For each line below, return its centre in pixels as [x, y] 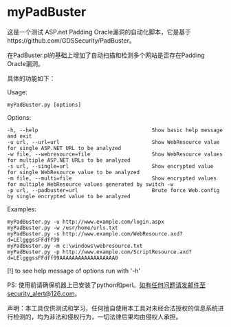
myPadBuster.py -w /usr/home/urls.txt [63, 228]
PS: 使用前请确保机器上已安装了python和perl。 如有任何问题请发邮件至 [107, 285]
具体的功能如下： [31, 78]
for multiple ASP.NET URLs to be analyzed [69, 160]
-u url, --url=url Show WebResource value [113, 142]
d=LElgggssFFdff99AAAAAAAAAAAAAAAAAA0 [63, 258]
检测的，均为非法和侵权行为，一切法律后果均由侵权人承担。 [97, 317]
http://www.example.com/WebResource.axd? [123, 234]
